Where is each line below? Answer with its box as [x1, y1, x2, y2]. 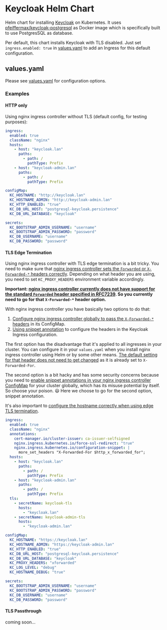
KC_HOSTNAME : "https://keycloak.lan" [9, 538, 88, 543]
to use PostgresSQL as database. [5, 30, 74, 36]
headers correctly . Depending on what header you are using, [30, 271, 156, 277]
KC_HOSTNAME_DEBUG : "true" [9, 570, 66, 575]
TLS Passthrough [5, 608, 42, 614]
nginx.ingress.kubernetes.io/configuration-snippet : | [14, 445, 130, 450]
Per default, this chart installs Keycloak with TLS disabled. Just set [5, 39, 142, 45]
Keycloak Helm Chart [5, 3, 94, 14]
